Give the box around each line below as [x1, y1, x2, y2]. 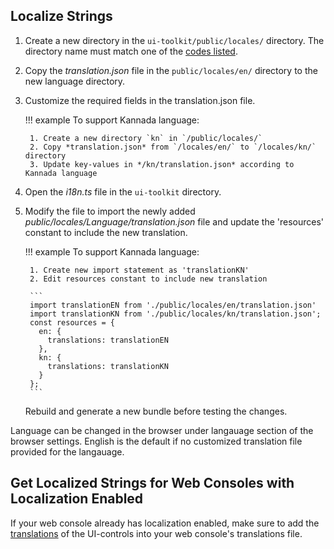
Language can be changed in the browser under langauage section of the [10, 424, 314, 436]
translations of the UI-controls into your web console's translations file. [10, 527, 303, 539]
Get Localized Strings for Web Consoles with [10, 475, 295, 492]
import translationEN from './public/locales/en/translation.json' [29, 300, 317, 310]
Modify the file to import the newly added [24, 205, 196, 217]
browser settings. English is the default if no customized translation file [10, 435, 303, 447]
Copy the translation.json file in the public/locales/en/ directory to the [24, 64, 318, 76]
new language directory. [24, 75, 126, 87]
